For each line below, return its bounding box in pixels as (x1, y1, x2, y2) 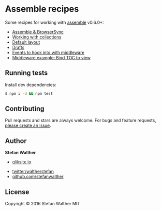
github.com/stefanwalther (12, 174, 64, 179)
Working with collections (12, 34, 61, 40)
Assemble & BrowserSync (12, 29, 64, 35)
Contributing (5, 105, 44, 113)
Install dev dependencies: (5, 82, 57, 88)
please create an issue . (5, 123, 52, 128)
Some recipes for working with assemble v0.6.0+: (5, 19, 104, 25)
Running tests (5, 69, 48, 77)
